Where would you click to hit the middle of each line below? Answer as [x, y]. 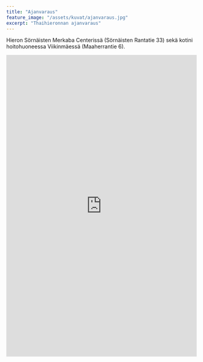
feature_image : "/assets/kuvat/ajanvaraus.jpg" [67, 17]
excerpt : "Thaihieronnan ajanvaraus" [54, 23]
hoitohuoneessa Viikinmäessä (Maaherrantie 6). [66, 46]
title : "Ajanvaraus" [32, 12]
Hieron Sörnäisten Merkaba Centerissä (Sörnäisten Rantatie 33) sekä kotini [100, 40]
